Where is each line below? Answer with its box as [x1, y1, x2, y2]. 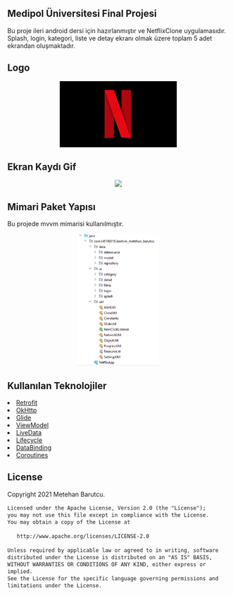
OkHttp [16, 406, 37, 415]
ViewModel [16, 421, 49, 429]
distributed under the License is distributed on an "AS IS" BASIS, [7, 553, 213, 561]
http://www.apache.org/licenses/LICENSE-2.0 [16, 532, 150, 540]
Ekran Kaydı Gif [7, 161, 77, 173]
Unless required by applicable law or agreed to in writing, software [7, 546, 219, 554]
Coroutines [16, 451, 49, 460]
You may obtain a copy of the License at [7, 518, 131, 526]
